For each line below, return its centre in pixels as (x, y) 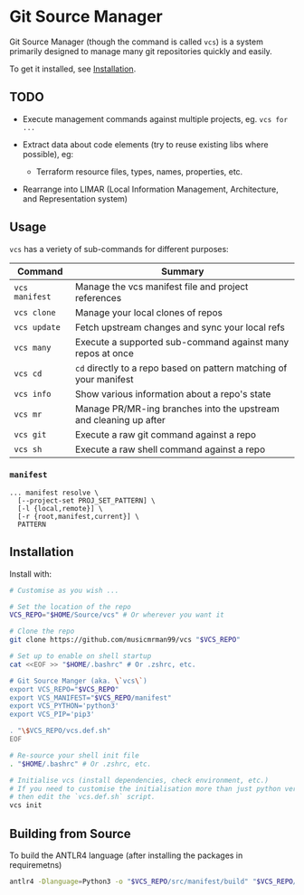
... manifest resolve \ (54, 493)
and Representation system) (75, 198)
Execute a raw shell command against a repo (170, 449)
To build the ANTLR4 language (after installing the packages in (126, 855)
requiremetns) (36, 864)
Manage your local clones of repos (149, 312)
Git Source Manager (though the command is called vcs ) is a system (137, 42)
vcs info (33, 394)
